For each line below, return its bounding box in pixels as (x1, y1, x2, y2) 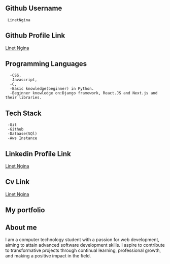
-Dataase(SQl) (7, 131, 38, 137)
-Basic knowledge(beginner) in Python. (10, 86, 94, 91)
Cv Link (5, 178, 30, 186)
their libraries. (5, 95, 42, 101)
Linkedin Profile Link (5, 149, 71, 158)
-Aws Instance (7, 136, 38, 141)
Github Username (5, 4, 62, 13)
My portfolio (5, 206, 45, 215)
